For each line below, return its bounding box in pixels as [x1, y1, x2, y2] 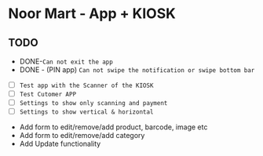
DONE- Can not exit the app [19, 56, 114, 66]
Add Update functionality [19, 139, 101, 149]
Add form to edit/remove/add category [19, 131, 145, 140]
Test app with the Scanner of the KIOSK [19, 82, 154, 89]
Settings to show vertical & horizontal [19, 108, 154, 116]
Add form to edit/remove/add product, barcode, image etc [19, 122, 208, 132]
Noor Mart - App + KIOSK [8, 5, 177, 23]
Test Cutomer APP [19, 91, 77, 99]
